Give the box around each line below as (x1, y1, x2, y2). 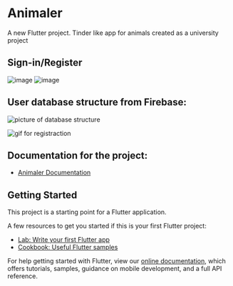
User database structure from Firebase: (7, 96, 187, 108)
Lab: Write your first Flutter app (17, 235, 110, 244)
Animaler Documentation (17, 169, 91, 177)
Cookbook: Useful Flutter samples (17, 243, 118, 252)
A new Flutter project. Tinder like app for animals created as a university (7, 28, 219, 37)
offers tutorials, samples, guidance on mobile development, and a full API (7, 265, 222, 273)
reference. (7, 272, 38, 280)
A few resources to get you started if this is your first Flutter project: (7, 222, 207, 231)
